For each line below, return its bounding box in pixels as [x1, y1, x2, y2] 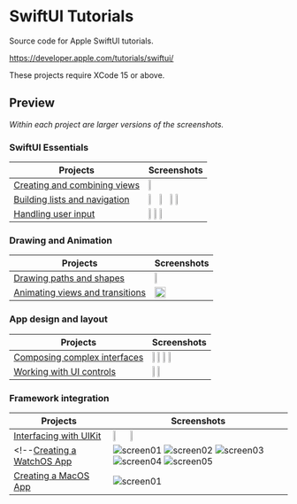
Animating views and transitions [13, 286, 146, 299]
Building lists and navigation [13, 193, 130, 205]
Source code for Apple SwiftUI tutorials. [9, 35, 154, 46]
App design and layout [9, 313, 109, 325]
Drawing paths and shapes [13, 272, 126, 284]
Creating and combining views [13, 179, 140, 191]
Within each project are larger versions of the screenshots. [9, 119, 224, 129]
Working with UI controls [13, 365, 117, 377]
